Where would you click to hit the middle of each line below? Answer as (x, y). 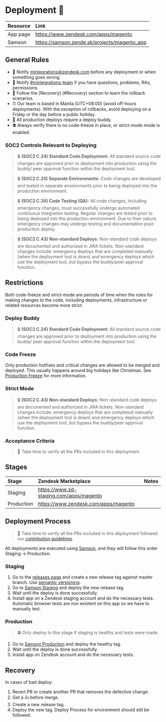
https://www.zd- (58, 489)
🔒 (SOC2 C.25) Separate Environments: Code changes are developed (89, 179)
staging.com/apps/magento (70, 495)
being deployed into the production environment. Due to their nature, (87, 219)
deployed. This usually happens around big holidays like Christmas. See (78, 370)
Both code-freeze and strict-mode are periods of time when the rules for (79, 295)
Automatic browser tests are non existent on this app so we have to (81, 603)
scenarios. (23, 98)
